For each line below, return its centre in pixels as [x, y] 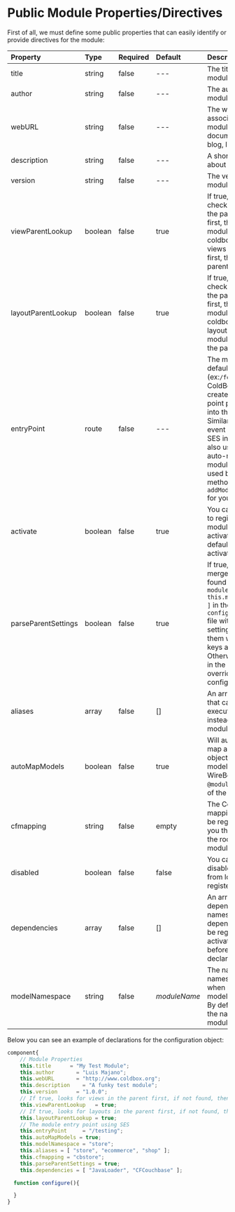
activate [24, 531]
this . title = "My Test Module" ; [75, 1066]
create [218, 394]
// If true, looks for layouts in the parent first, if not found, [120, 1111]
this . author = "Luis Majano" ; [73, 1072]
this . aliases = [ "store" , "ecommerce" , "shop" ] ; [95, 1151]
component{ [23, 1053]
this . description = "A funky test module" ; [89, 1086]
